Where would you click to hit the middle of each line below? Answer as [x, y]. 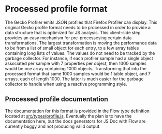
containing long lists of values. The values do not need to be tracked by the [80, 53]
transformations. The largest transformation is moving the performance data [81, 43]
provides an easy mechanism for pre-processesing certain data [68, 38]
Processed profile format [56, 9]
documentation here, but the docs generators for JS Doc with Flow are [75, 121]
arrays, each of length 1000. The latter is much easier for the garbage [74, 79]
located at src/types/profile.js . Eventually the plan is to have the [68, 116]
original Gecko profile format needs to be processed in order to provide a [78, 27]
